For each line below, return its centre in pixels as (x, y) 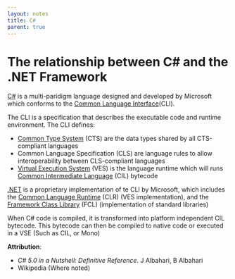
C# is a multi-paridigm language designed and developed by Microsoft (110, 97)
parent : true (26, 27)
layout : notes (28, 14)
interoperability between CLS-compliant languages (91, 161)
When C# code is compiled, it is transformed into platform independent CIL (116, 218)
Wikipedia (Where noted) (53, 268)
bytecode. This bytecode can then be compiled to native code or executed (115, 225)
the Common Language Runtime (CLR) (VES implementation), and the (108, 197)
